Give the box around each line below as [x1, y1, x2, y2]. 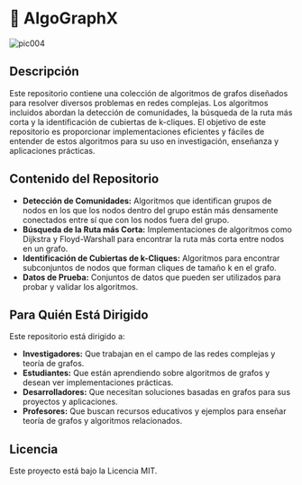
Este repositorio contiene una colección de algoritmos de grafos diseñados [9, 87, 288, 98]
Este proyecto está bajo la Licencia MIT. [9, 465, 158, 476]
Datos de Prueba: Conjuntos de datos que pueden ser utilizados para [22, 272, 281, 283]
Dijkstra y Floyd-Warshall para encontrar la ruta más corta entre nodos [22, 233, 285, 244]
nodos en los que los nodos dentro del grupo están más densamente [22, 204, 279, 215]
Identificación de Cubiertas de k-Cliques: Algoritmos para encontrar [22, 252, 280, 264]
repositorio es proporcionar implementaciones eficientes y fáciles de [9, 126, 265, 137]
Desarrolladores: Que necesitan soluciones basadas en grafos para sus [22, 387, 291, 398]
